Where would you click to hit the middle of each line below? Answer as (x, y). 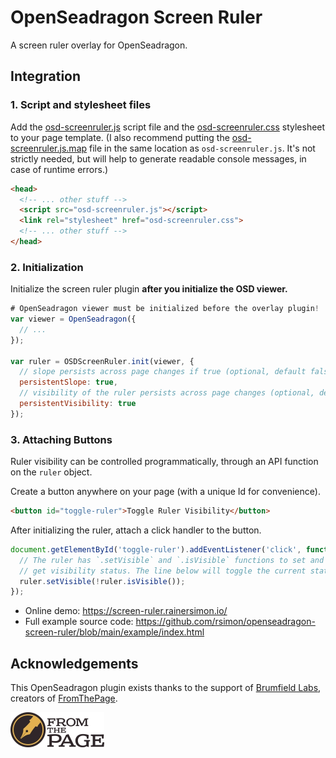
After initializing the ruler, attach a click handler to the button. (136, 530)
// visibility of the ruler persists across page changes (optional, (167, 393)
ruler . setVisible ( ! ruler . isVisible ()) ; (102, 581)
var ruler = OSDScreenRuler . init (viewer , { (102, 361)
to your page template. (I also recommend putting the (120, 137)
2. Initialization (47, 267)
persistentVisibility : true (78, 404)
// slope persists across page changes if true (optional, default (163, 372)
